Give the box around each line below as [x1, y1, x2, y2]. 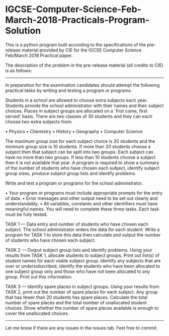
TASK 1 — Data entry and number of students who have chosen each [5, 221, 148, 227]
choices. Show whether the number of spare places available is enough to [5, 305, 159, 311]
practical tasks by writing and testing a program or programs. [5, 87, 132, 93]
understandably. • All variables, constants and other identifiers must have [5, 200, 158, 206]
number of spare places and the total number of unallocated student [5, 299, 147, 306]
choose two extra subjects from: [5, 119, 72, 125]
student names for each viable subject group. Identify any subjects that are [5, 257, 161, 263]
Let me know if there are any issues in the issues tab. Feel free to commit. [5, 324, 158, 331]
